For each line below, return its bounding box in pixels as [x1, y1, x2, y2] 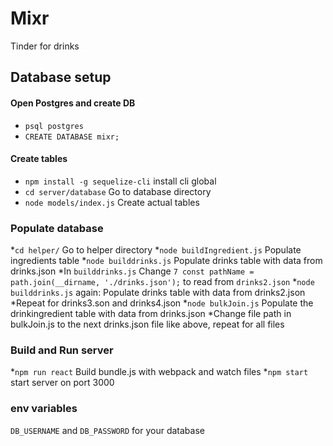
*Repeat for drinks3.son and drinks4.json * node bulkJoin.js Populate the [10, 297, 314, 309]
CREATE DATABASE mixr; [24, 132, 120, 142]
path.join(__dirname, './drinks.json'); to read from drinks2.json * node [10, 276, 315, 288]
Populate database [10, 221, 104, 235]
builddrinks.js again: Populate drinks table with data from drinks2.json [10, 287, 306, 299]
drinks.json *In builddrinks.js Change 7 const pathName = [10, 265, 255, 277]
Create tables [10, 153, 68, 165]
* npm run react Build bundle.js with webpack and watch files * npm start [10, 366, 309, 378]
